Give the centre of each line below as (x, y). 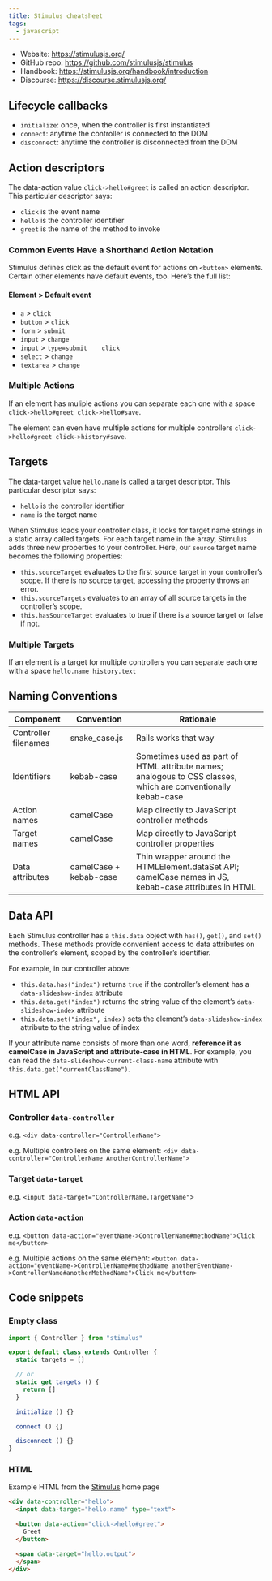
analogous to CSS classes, (187, 776)
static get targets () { (57, 1382)
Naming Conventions (63, 696)
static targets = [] (50, 1360)
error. (29, 588)
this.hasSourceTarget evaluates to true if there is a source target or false (142, 614)
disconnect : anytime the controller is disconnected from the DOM (129, 142)
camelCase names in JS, (183, 877)
